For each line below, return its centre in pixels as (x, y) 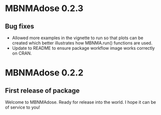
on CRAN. (22, 53)
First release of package (42, 91)
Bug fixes (20, 26)
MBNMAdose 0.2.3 (44, 8)
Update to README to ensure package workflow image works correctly (83, 48)
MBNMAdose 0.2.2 (44, 73)
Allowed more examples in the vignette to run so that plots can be (78, 38)
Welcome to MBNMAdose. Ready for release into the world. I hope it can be (80, 102)
